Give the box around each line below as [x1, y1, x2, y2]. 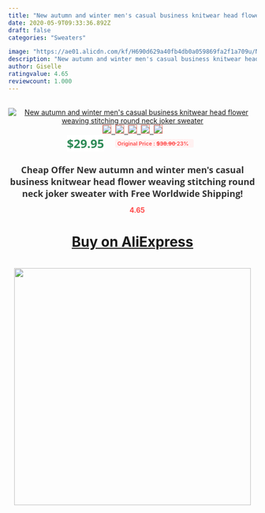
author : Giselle [8, 62, 62, 71]
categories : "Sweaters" [8, 33, 87, 42]
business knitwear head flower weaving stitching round [9, 175, 256, 188]
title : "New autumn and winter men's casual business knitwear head [8, 11, 238, 20]
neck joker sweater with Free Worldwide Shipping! [21, 187, 243, 200]
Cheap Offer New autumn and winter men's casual [21, 163, 244, 176]
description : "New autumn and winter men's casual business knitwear [8, 55, 242, 63]
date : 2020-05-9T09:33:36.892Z [8, 19, 111, 27]
